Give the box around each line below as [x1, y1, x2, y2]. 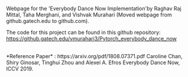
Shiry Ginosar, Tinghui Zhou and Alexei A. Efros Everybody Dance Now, [6, 59, 180, 66]
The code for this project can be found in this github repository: [6, 29, 161, 36]
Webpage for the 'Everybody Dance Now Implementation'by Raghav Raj [6, 5, 181, 12]
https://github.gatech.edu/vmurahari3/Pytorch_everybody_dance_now [6, 35, 177, 42]
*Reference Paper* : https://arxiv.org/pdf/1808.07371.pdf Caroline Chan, [6, 53, 183, 59]
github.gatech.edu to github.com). [6, 18, 90, 24]
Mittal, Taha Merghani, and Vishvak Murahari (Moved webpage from [6, 11, 173, 18]
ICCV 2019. [6, 65, 34, 72]
